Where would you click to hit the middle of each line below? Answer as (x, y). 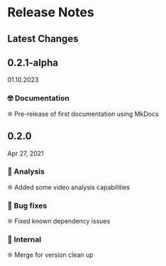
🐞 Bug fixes (27, 206)
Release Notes (51, 12)
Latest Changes (43, 39)
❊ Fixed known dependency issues (59, 221)
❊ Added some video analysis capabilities (68, 187)
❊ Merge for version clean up (50, 255)
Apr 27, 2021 (26, 153)
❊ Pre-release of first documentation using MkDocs (83, 114)
